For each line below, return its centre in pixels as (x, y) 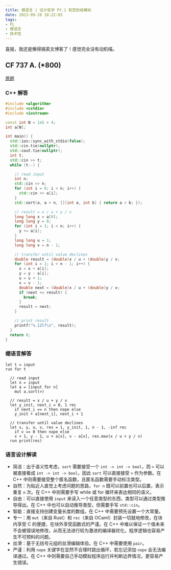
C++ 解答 (17, 93)
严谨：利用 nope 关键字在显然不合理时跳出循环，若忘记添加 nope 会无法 (87, 550)
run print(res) (26, 441)
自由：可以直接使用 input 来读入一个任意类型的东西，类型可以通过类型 (87, 498)
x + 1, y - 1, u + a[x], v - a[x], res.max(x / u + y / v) (79, 436)
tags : (11, 19)
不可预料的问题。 (35, 537)
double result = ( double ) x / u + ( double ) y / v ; (67, 259)
